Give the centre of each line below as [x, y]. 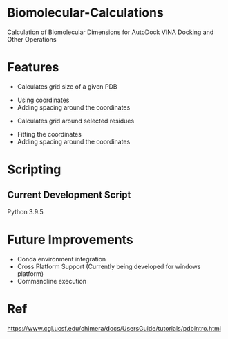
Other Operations [32, 39]
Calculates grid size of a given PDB [67, 86]
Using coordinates [43, 100]
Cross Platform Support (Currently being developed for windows [109, 266]
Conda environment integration [61, 259]
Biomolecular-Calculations [85, 13]
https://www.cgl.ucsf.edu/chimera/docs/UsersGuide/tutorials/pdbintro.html [114, 328]
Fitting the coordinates [49, 134]
